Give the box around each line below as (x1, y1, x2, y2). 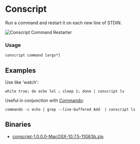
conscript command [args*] (5, 53, 61, 58)
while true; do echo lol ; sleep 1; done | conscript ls (5, 89, 125, 94)
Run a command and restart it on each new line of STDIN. (5, 20, 122, 26)
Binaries (5, 120, 31, 129)
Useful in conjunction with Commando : (5, 98, 84, 104)
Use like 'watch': (5, 79, 39, 85)
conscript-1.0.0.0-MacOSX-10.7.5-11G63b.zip (12, 133, 104, 139)
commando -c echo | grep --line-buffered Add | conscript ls (5, 107, 136, 112)
